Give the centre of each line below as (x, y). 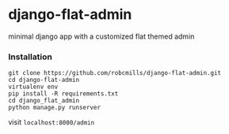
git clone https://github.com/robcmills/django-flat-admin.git (115, 73)
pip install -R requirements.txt (63, 94)
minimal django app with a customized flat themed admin (101, 36)
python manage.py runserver (55, 108)
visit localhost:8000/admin (52, 122)
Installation (31, 57)
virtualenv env (33, 87)
